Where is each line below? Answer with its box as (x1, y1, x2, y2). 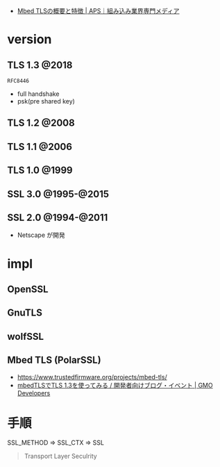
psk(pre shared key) (17, 97, 75, 105)
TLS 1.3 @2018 (7, 59, 73, 71)
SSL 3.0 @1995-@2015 (7, 188, 110, 200)
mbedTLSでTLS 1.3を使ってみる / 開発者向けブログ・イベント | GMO (17, 381, 213, 389)
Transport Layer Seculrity (24, 452, 97, 461)
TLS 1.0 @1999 (7, 165, 73, 177)
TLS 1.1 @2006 (7, 140, 73, 152)
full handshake (17, 90, 60, 98)
